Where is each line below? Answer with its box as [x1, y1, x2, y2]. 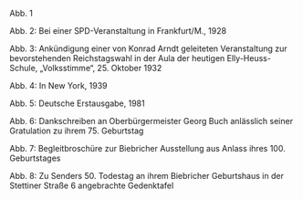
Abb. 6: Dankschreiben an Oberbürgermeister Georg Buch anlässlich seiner [9, 116, 294, 126]
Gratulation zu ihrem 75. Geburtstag [9, 125, 144, 136]
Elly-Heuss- [226, 53, 272, 63]
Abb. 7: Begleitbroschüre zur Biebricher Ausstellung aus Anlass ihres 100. [9, 143, 286, 153]
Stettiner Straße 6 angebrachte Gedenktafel [9, 180, 174, 191]
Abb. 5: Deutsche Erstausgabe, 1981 [9, 98, 145, 109]
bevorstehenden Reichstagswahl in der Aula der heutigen [9, 53, 225, 63]
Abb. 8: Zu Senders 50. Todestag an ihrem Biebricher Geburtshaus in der [9, 171, 285, 181]
